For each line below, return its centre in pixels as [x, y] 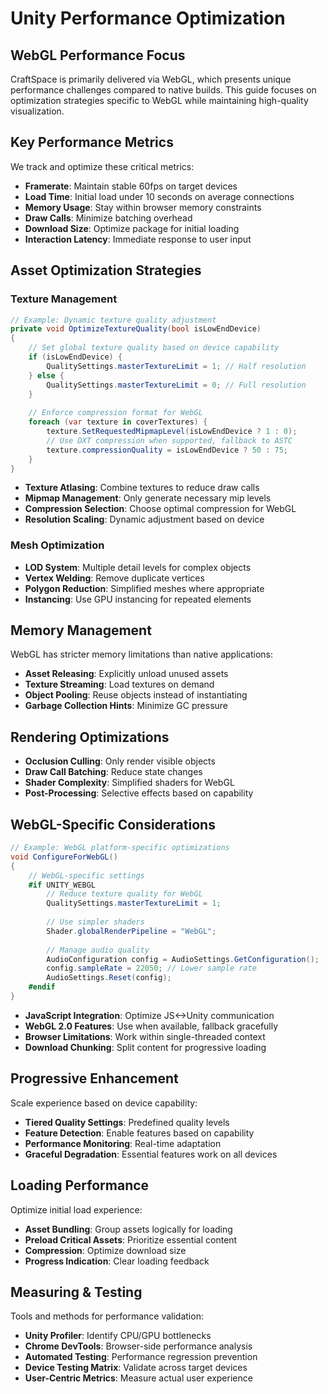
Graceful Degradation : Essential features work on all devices [151, 1154]
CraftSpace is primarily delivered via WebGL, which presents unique [151, 79]
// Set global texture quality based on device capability [154, 348]
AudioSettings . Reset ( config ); [109, 978]
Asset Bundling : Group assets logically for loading [128, 1229]
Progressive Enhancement [94, 1078]
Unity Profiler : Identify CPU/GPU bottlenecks [118, 1336]
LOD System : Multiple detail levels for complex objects [138, 567]
